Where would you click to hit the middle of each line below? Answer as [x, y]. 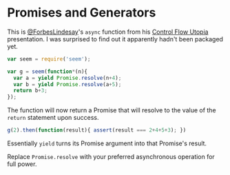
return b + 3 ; [31, 91]
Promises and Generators [82, 13]
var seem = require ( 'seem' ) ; [49, 59]
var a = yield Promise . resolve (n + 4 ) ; [67, 78]
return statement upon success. [53, 118]
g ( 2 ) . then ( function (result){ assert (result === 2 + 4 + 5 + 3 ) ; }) [97, 130]
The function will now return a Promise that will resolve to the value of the [112, 110]
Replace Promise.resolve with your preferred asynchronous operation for [111, 157]
